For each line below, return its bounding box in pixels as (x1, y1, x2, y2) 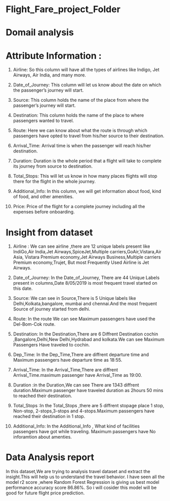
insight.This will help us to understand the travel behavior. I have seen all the (6, 474, 165, 480)
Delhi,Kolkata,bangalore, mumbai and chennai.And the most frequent (13, 300, 157, 307)
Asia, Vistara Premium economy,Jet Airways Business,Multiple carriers (13, 254, 161, 260)
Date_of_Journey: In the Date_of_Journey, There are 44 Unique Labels (13, 275, 160, 281)
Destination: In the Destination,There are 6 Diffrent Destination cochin (13, 331, 158, 337)
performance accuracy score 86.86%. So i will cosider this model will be (6, 485, 157, 491)
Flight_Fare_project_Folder (6, 4, 121, 15)
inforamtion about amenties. (13, 434, 72, 440)
